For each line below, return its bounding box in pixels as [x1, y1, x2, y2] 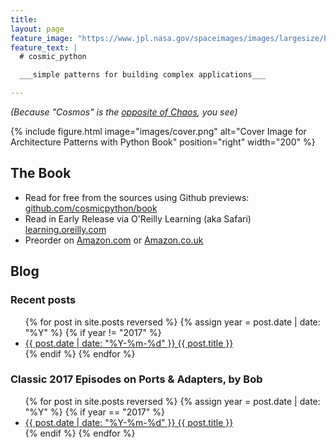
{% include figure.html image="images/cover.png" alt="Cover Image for [10, 126, 307, 137]
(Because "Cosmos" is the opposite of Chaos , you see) [10, 106, 238, 118]
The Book [10, 165, 72, 182]
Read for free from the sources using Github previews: [24, 191, 250, 203]
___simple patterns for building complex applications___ [19, 70, 267, 80]
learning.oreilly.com [24, 223, 107, 235]
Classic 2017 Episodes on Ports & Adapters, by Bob [10, 372, 263, 386]
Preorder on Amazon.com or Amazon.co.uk [24, 234, 204, 246]
